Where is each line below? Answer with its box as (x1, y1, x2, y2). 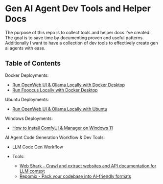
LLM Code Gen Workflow (12, 144, 64, 150)
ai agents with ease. (5, 45, 46, 51)
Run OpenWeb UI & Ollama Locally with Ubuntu (12, 106, 108, 112)
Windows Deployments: (5, 115, 53, 121)
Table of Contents (5, 59, 61, 68)
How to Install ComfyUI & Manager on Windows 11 (12, 125, 113, 131)
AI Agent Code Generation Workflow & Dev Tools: (5, 134, 105, 140)
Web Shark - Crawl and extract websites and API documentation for (19, 162, 157, 169)
